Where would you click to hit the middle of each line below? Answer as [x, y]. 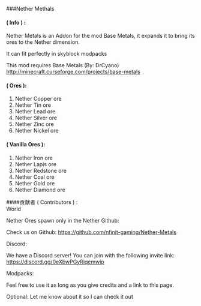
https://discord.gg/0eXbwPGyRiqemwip [55, 262]
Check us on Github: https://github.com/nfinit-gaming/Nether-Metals [91, 232]
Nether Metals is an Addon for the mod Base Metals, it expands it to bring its [100, 36]
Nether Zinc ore [34, 124]
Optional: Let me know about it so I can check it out [70, 296]
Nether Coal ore [35, 177]
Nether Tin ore [33, 105]
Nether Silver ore [36, 118]
